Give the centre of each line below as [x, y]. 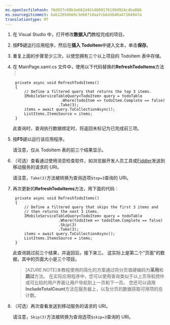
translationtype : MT [27, 19]
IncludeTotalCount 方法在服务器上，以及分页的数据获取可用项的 [92, 289]
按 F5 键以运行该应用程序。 [40, 139]
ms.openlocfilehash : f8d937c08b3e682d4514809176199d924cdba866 [74, 10]
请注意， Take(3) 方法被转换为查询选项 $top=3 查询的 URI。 [72, 178]
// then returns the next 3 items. [62, 212]
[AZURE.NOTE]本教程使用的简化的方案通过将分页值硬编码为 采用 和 [94, 270]
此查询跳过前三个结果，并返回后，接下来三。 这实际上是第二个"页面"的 [87, 253]
